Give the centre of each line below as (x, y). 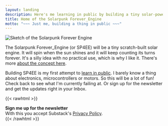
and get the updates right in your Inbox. (46, 89)
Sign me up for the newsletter (37, 108)
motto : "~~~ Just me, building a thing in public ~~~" (63, 24)
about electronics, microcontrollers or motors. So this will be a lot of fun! (79, 78)
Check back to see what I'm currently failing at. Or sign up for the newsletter (84, 84)
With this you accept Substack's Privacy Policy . (54, 114)
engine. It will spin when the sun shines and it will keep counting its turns (80, 53)
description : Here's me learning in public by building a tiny (72, 14)
